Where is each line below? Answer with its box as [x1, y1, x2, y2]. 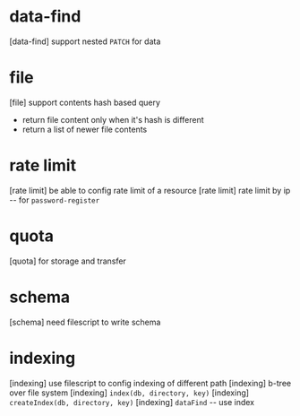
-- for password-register [9, 195, 100, 205]
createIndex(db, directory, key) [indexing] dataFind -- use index [9, 396, 255, 407]
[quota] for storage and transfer [9, 256, 127, 266]
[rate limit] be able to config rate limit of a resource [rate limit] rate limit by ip [9, 185, 291, 195]
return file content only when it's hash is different [21, 114, 204, 125]
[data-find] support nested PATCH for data [9, 36, 161, 47]
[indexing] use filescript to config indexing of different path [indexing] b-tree [9, 377, 292, 388]
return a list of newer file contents [21, 124, 148, 134]
